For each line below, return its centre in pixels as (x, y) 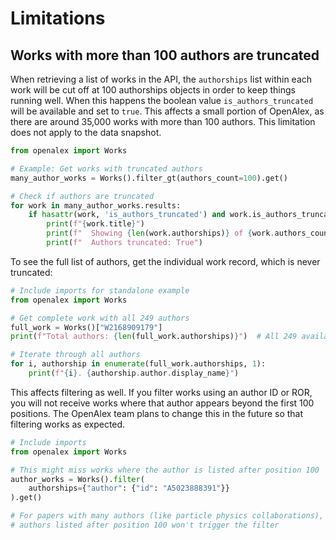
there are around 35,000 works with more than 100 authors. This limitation (163, 121)
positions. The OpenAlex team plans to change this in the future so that (157, 413)
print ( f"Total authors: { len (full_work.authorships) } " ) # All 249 (154, 337)
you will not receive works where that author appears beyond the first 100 (162, 403)
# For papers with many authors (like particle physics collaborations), (167, 516)
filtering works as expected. (68, 424)
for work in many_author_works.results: (96, 205)
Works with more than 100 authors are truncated (165, 55)
